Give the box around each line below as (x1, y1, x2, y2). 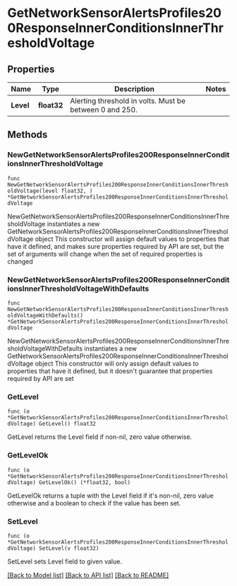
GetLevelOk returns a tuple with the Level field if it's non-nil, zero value (7, 491, 214, 500)
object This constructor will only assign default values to (35, 359, 199, 368)
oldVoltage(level (7, 187, 59, 194)
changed (7, 257, 33, 266)
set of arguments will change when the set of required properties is (7, 250, 203, 258)
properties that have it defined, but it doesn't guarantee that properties (7, 366, 213, 375)
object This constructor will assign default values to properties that (35, 235, 229, 243)
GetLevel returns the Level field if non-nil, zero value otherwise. (7, 433, 193, 441)
